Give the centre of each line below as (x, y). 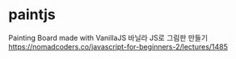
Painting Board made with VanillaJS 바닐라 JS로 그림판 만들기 (108, 37)
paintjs (32, 15)
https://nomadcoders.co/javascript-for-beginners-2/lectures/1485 (118, 46)
